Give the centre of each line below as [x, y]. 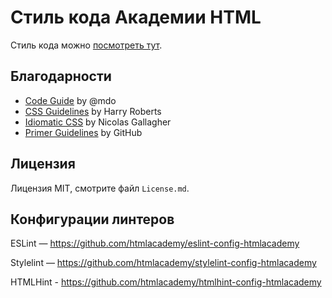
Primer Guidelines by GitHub [83, 132]
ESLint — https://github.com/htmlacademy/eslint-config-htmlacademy [155, 243]
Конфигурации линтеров [92, 219]
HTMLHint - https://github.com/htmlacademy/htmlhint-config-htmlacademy [166, 282]
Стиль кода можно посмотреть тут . [86, 45]
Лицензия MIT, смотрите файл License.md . [100, 188]
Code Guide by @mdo [70, 100]
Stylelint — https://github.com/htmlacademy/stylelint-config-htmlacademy [163, 263]
